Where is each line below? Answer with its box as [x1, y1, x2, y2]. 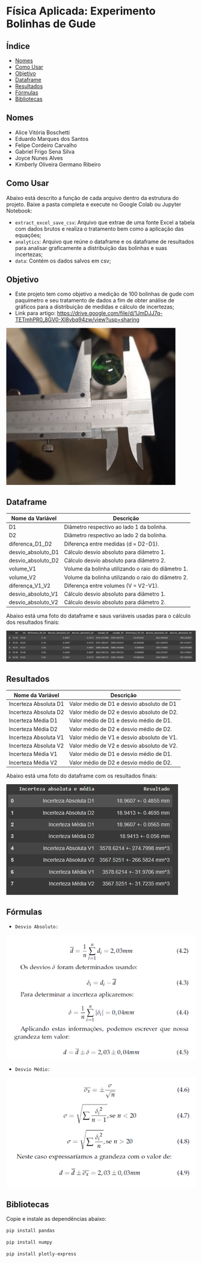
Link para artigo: [14, 310, 56, 317]
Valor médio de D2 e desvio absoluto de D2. [69, 709, 179, 716]
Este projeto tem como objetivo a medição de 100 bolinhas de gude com [14, 290, 194, 298]
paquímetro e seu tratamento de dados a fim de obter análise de [14, 297, 174, 304]
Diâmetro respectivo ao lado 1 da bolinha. [64, 523, 167, 531]
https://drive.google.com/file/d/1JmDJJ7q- [57, 310, 163, 317]
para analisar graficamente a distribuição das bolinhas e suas [14, 244, 167, 251]
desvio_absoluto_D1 [8, 548, 59, 555]
